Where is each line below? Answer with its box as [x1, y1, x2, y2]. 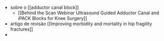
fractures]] [10, 26, 33, 32]
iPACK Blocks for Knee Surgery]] [17, 15, 87, 21]
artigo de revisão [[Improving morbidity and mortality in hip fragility [10, 20, 152, 27]
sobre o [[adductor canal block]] [10, 5, 79, 10]
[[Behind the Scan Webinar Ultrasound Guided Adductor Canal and [17, 10, 159, 16]
